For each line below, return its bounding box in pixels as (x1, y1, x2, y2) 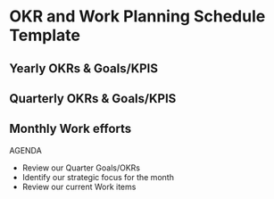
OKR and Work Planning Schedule (9, 6, 266, 27)
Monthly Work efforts (9, 121, 132, 137)
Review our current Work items (21, 181, 137, 192)
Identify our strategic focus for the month (21, 171, 174, 182)
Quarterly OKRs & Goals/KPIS (9, 91, 177, 106)
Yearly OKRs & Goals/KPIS (9, 61, 159, 76)
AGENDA (9, 145, 42, 155)
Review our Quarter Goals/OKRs (21, 162, 141, 173)
